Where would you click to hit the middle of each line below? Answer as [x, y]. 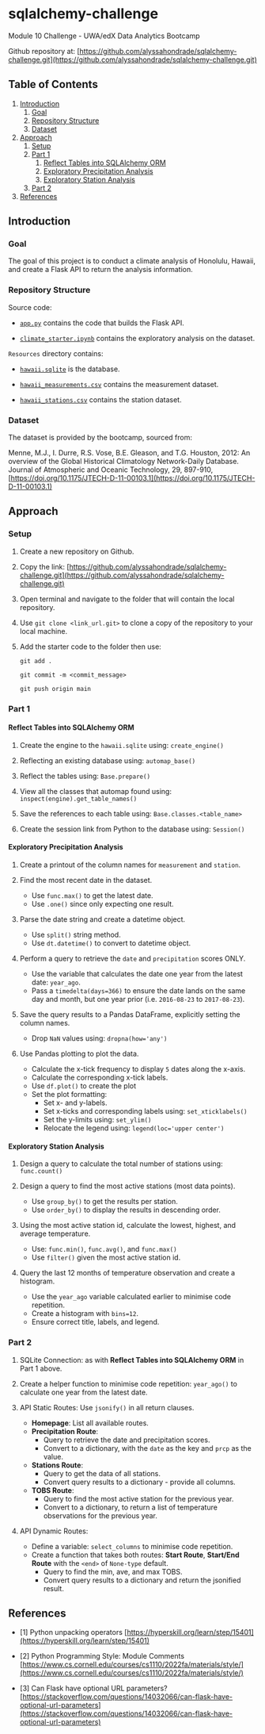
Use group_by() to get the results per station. [104, 1202]
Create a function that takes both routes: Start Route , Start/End [135, 1555]
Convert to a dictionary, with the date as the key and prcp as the [147, 1448]
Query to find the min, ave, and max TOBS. [113, 1571]
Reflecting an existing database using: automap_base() [108, 760]
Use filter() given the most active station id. [106, 1257]
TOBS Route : [53, 1490]
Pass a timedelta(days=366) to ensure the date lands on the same [138, 991]
